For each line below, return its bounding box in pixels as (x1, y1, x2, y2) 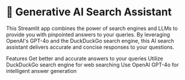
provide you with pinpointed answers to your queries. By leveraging (6, 31, 170, 38)
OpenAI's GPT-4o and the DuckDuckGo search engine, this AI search (6, 37, 174, 44)
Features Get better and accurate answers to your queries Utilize (6, 55, 163, 62)
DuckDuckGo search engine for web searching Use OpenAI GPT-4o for (6, 61, 179, 68)
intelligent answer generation (6, 67, 77, 74)
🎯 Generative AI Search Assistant (6, 5, 172, 19)
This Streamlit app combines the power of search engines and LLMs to (6, 25, 178, 32)
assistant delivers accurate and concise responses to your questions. (6, 44, 175, 51)
